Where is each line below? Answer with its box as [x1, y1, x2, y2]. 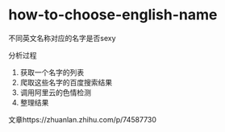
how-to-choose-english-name [8, 6, 218, 24]
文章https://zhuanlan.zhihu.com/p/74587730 [8, 114, 157, 124]
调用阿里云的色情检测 [19, 87, 91, 97]
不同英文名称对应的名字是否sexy [8, 33, 116, 43]
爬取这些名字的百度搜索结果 [19, 77, 113, 87]
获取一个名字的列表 [19, 67, 85, 77]
